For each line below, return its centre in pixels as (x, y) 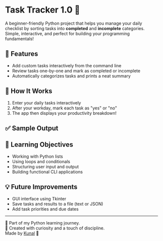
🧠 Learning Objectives (39, 145)
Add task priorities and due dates (45, 209)
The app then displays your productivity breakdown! (64, 113)
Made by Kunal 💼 (22, 233)
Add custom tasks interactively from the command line (67, 65)
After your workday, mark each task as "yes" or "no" (65, 108)
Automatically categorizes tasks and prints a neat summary (71, 76)
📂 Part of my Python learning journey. (42, 223)
